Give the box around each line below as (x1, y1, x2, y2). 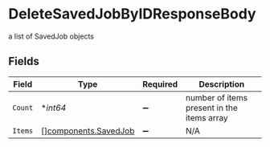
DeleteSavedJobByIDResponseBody (8, 5, 256, 23)
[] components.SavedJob (40, 125, 135, 137)
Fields (8, 55, 40, 68)
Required (141, 78, 178, 89)
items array (185, 112, 228, 123)
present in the (185, 102, 239, 113)
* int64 (40, 102, 67, 113)
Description (198, 78, 245, 89)
